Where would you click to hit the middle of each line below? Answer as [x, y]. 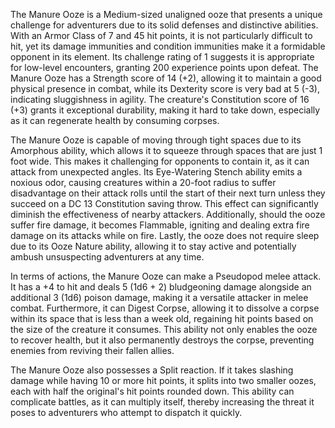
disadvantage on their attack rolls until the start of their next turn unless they [168, 193]
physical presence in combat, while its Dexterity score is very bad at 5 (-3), [165, 88]
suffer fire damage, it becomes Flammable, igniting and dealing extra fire [160, 225]
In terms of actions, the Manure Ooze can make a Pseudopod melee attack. [166, 276]
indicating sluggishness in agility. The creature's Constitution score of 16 [160, 99]
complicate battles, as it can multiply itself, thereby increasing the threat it [162, 402]
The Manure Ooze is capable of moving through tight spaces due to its [156, 140]
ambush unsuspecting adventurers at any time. [107, 257]
